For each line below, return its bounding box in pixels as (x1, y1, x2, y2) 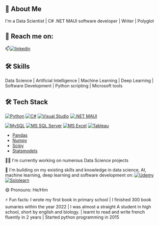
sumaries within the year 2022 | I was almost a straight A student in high (5, 204, 151, 210)
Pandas (12, 132, 28, 138)
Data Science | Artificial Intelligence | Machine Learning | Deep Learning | (5, 78, 154, 84)
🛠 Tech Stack (5, 98, 48, 106)
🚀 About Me (5, 5, 42, 13)
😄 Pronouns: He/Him (5, 187, 48, 193)
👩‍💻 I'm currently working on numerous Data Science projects (5, 158, 129, 164)
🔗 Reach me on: (5, 32, 54, 41)
